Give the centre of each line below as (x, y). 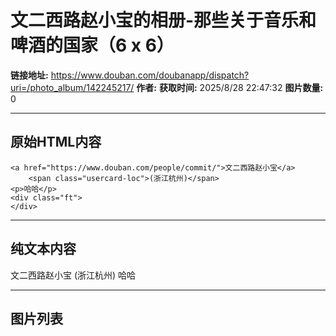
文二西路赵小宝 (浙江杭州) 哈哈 (73, 275)
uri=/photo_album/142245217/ (72, 87)
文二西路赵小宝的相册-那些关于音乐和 (163, 20)
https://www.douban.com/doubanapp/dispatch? (150, 75)
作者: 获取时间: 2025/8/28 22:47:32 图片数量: (230, 87)
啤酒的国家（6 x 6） (92, 45)
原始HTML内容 (56, 142)
